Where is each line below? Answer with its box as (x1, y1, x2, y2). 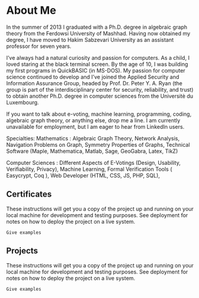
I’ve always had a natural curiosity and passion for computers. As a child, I (6, 54, 190, 61)
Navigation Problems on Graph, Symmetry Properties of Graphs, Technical (6, 141, 190, 148)
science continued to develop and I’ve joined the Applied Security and (6, 73, 180, 80)
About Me (6, 4, 56, 17)
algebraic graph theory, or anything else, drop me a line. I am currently (6, 116, 181, 124)
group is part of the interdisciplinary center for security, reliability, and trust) (6, 86, 194, 93)
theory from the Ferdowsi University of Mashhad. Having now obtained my (6, 29, 191, 37)
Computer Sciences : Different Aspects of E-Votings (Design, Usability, (6, 159, 181, 166)
